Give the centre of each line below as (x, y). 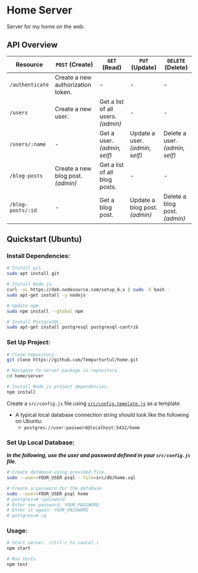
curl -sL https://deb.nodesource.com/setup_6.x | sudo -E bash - (88, 290)
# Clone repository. (32, 354)
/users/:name (28, 144)
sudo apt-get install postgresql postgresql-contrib (73, 327)
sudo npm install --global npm (45, 311)
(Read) (112, 67)
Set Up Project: (28, 343)
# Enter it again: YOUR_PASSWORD (48, 510)
